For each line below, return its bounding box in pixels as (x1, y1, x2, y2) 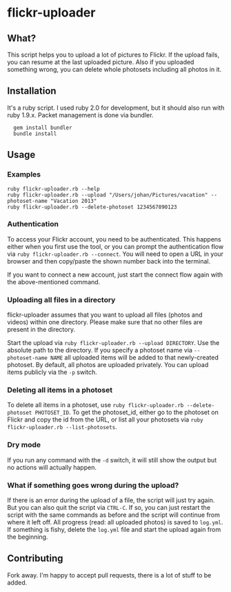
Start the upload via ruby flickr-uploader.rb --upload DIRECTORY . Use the (7, 339, 220, 347)
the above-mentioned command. (7, 277, 101, 286)
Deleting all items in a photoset (7, 385, 112, 395)
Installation (7, 85, 57, 97)
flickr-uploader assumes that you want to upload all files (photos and (7, 310, 203, 319)
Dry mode (7, 440, 41, 450)
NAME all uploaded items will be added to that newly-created (50, 353, 219, 362)
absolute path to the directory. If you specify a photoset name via (7, 346, 193, 355)
